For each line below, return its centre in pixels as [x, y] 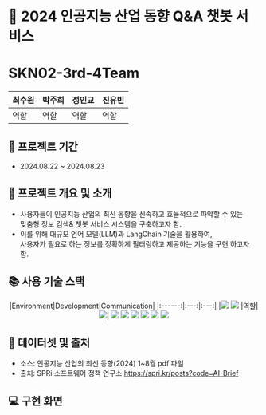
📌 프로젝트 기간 [43, 146]
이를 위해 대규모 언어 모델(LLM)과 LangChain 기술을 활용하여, [116, 234]
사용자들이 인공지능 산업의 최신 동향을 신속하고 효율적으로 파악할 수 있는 [131, 214]
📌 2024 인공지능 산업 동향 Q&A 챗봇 [120, 16]
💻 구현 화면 [35, 401]
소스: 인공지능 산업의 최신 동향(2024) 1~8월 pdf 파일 [102, 363]
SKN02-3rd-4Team [74, 73]
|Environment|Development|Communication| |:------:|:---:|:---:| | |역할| [134, 306]
